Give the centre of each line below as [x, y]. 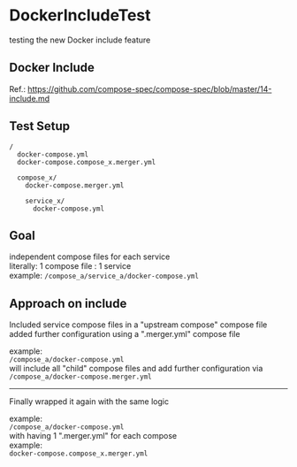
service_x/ [45, 201]
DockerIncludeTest [80, 15]
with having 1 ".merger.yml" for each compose [93, 436]
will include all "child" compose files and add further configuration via [136, 369]
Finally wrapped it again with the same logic [89, 402]
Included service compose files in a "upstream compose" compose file [138, 325]
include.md [30, 98]
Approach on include [68, 303]
